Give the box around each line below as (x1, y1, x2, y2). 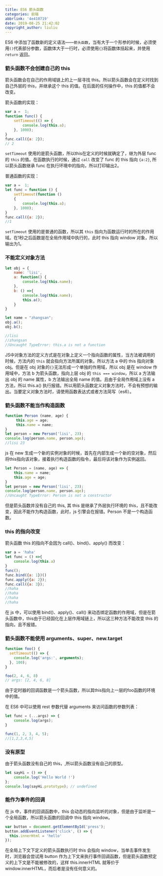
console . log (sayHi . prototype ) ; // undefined (5, 784, 97, 789)
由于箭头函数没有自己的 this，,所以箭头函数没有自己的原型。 (5, 761, 126, 767)
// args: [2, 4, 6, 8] (5, 678, 51, 683)
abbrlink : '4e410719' (5, 16, 49, 21)
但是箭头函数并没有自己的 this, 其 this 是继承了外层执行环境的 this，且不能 (5, 503, 153, 509)
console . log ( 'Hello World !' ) (14, 775, 75, 780)
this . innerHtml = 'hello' (9, 833, 62, 838)
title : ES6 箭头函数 (5, 7, 44, 12)
